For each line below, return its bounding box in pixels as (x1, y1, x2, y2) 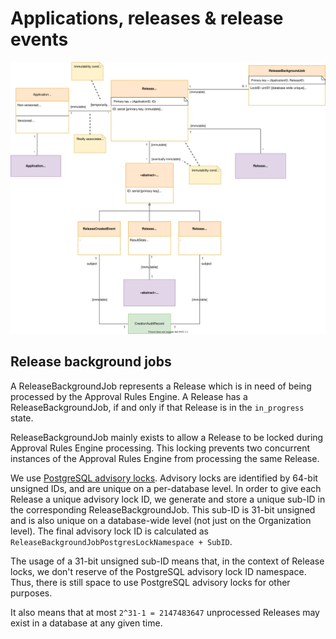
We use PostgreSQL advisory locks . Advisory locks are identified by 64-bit (10, 472, 318, 484)
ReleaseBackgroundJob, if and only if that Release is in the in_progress (10, 401, 305, 413)
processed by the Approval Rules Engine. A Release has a (10, 390, 248, 402)
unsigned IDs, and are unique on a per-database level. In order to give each (10, 482, 322, 494)
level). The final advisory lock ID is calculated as (10, 525, 209, 537)
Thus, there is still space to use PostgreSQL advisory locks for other (10, 576, 291, 588)
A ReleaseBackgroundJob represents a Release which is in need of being (10, 380, 312, 392)
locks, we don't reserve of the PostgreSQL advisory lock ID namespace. (10, 565, 307, 577)
